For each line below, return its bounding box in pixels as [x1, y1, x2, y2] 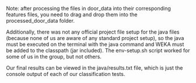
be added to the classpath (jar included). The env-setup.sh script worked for [6, 47, 191, 54]
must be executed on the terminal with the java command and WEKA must [6, 41, 184, 48]
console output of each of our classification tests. [6, 71, 125, 77]
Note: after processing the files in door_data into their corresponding [6, 5, 171, 12]
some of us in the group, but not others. [6, 53, 102, 60]
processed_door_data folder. [6, 17, 75, 24]
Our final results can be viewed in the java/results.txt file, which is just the [6, 64, 183, 71]
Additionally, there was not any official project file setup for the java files [6, 28, 180, 35]
